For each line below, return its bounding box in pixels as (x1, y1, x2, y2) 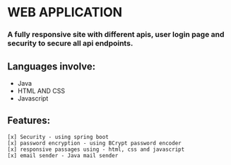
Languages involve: (7, 60, 96, 72)
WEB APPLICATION (7, 4, 122, 21)
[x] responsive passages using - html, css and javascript (7, 146, 185, 153)
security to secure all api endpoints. (7, 38, 134, 48)
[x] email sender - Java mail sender (7, 152, 119, 159)
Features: (7, 115, 51, 127)
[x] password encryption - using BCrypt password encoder (7, 140, 182, 147)
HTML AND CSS (17, 86, 66, 95)
